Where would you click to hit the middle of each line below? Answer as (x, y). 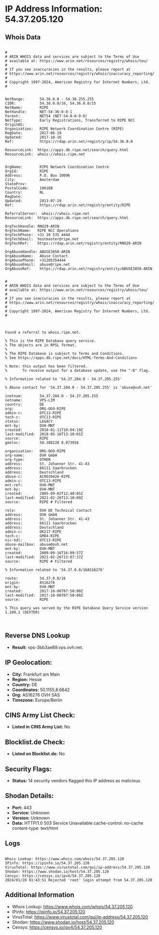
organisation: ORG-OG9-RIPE (36, 451)
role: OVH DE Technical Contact (48, 510)
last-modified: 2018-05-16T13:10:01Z (44, 434)
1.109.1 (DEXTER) (22, 612)
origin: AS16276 (30, 583)
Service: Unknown (31, 812)
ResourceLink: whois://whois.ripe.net (45, 154)
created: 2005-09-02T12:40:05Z (44, 493)
